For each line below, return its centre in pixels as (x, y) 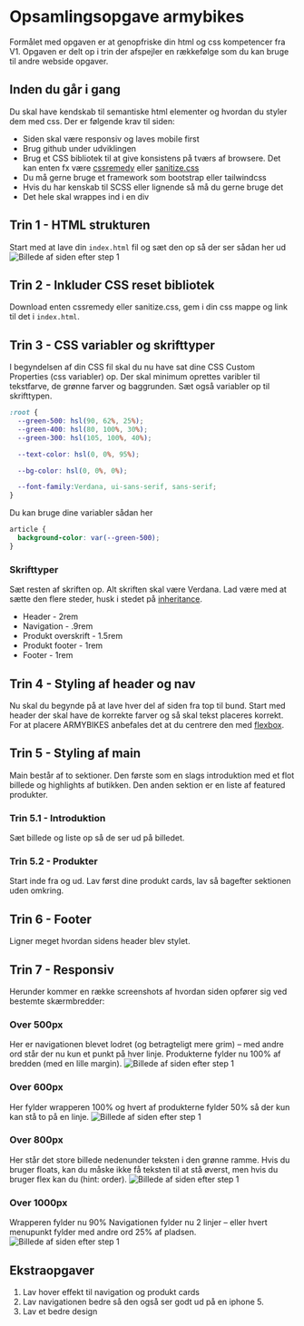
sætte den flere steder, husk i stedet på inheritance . (106, 599)
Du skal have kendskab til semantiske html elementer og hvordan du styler (148, 112)
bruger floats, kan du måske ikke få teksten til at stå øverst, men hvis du (144, 1169)
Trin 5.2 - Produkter (54, 861)
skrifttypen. (31, 396)
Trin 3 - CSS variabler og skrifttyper (113, 345)
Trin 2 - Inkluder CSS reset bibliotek (112, 285)
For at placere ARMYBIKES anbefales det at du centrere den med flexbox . (147, 724)
